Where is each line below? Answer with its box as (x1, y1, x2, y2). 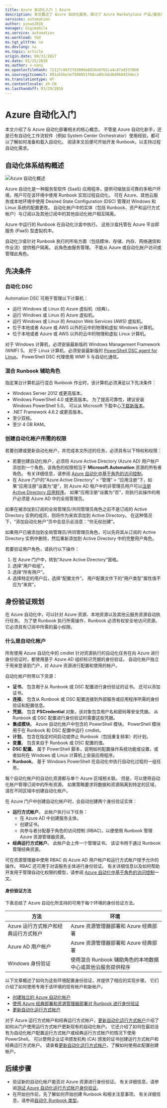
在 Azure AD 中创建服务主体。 (19, 815, 82, 821)
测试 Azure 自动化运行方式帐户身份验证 (16, 1085, 97, 1091)
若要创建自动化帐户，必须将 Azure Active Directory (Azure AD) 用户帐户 (12, 458, 160, 464)
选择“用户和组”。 (12, 563, 47, 569)
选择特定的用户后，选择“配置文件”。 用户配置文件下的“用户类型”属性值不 (12, 575, 161, 581)
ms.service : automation (5, 30, 55, 35)
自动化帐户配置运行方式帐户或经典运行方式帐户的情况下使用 (13, 1030, 136, 1036)
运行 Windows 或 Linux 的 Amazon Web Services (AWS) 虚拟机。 (12, 318, 146, 324)
